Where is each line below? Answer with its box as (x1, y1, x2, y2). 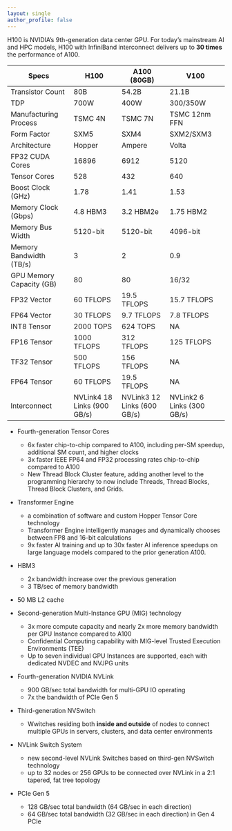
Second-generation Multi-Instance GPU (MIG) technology (17, 609, 182, 617)
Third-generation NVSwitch (17, 706, 96, 714)
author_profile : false (7, 17, 72, 23)
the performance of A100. (7, 50, 81, 59)
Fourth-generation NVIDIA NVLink (17, 672, 114, 681)
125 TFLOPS (169, 337, 212, 346)
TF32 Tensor (10, 357, 53, 366)
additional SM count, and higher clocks (27, 448, 139, 456)
